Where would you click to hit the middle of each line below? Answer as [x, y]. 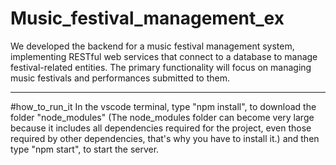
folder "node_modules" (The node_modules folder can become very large [162, 117]
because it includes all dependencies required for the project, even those [161, 128]
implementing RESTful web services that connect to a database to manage [164, 56]
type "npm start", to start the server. [85, 149]
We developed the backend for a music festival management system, [152, 46]
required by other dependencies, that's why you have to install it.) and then [165, 138]
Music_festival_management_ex [147, 18]
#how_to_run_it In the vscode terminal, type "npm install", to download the [163, 106]
